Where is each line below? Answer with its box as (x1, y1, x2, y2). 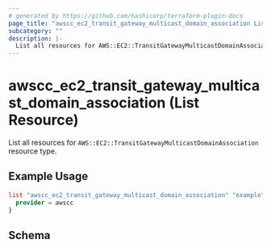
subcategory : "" (8, 27, 63, 35)
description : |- (8, 34, 63, 43)
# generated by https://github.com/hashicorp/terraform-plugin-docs (8, 11, 244, 20)
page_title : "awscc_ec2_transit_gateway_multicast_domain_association (8, 19, 251, 27)
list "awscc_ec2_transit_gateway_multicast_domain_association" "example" (8, 191, 265, 199)
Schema (8, 228, 51, 242)
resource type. (8, 146, 57, 156)
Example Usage (8, 170, 89, 183)
